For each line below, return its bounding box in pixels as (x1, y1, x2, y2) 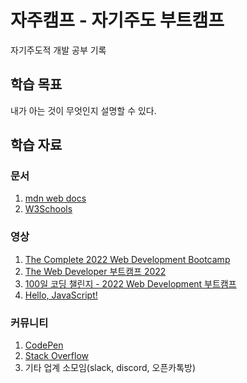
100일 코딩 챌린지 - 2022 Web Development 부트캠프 (24, 277, 237, 290)
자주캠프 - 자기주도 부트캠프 (10, 9, 225, 32)
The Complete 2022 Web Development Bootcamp (24, 253, 231, 265)
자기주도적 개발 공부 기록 (10, 44, 107, 56)
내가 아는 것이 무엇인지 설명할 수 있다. (10, 104, 157, 116)
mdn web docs (24, 192, 87, 205)
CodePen (24, 339, 64, 351)
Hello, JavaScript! (24, 289, 98, 301)
